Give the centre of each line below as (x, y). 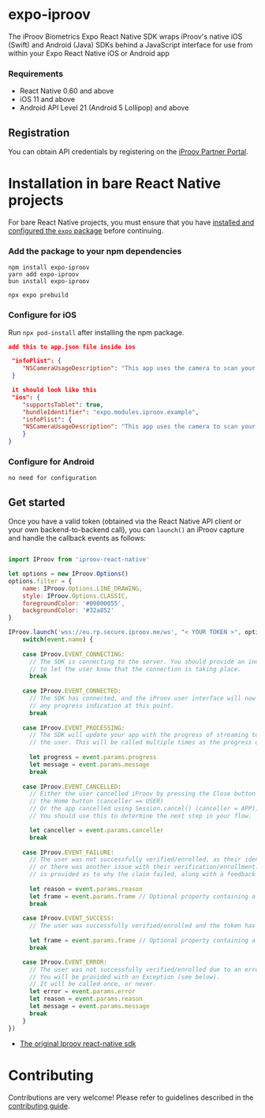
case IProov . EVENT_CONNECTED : (72, 691)
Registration (39, 132)
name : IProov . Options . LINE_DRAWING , (83, 588)
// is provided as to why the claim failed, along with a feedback (142, 874)
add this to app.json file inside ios (72, 347)
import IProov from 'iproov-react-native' (79, 560)
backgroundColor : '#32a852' (68, 610)
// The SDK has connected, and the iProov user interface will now (142, 699)
